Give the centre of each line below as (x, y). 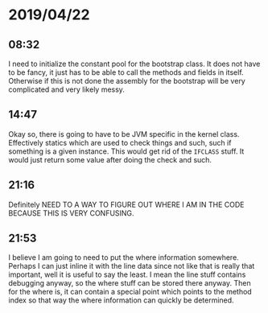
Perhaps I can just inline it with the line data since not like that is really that (132, 266)
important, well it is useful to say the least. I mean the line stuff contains (127, 274)
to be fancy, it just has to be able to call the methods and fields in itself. (126, 72)
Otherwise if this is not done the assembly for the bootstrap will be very (127, 81)
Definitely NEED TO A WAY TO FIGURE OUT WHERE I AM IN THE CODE (126, 204)
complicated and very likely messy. (66, 89)
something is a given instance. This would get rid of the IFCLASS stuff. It (126, 151)
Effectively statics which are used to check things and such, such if (120, 142)
